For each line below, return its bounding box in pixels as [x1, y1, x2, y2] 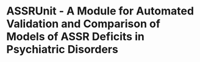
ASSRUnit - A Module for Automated [6, 4, 194, 18]
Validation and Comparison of [6, 17, 160, 31]
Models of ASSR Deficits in [6, 30, 145, 43]
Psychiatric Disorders [6, 43, 119, 57]
